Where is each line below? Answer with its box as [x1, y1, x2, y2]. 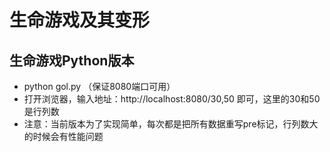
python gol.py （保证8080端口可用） [23, 81, 176, 92]
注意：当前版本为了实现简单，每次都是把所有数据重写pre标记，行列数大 [23, 118, 319, 130]
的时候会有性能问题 [23, 131, 104, 142]
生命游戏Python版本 [9, 52, 135, 69]
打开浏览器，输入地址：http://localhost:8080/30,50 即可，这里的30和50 [23, 93, 321, 105]
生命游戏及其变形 [9, 9, 151, 32]
